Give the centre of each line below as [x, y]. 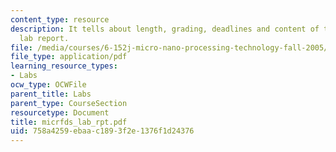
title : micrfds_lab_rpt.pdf [69, 122]
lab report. [44, 38]
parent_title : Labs [51, 94]
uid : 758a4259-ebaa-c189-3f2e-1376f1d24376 [102, 131]
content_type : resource [60, 19]
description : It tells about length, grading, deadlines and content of [165, 29]
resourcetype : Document [60, 112]
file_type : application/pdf [69, 57]
